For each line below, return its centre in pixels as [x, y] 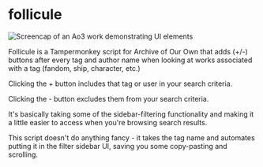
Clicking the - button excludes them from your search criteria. [109, 98]
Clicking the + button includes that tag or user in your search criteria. [120, 83]
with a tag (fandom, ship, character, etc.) [74, 68]
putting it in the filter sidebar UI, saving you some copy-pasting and [118, 146]
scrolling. [23, 154]
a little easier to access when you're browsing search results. [108, 122]
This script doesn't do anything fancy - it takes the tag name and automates [131, 137]
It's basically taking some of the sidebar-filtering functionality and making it [131, 114]
